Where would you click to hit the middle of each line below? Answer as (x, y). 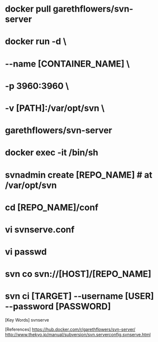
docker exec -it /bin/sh (52, 153)
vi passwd (26, 252)
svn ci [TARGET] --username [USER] (79, 296)
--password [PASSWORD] (58, 307)
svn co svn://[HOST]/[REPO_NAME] (78, 274)
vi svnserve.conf (40, 230)
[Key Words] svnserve (27, 320)
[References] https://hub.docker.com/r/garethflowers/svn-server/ (70, 329)
